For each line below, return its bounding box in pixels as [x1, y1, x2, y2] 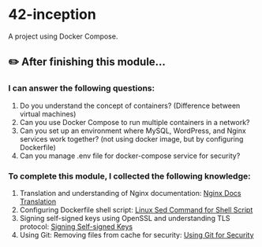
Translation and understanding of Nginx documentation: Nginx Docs [19, 188, 241, 197]
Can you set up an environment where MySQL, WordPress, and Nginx [19, 126, 246, 135]
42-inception [8, 6, 96, 24]
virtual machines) [19, 109, 77, 119]
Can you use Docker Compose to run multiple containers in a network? [19, 117, 250, 127]
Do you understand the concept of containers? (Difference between [19, 101, 241, 110]
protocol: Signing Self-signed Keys [19, 222, 133, 231]
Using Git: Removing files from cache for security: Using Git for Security [19, 230, 254, 239]
